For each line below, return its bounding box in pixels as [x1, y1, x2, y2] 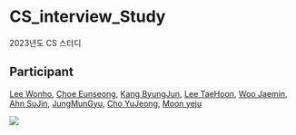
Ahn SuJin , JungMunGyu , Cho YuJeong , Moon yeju [9, 98, 202, 109]
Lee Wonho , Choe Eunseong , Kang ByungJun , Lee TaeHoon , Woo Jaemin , [9, 88, 288, 99]
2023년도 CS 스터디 [9, 37, 82, 48]
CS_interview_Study [9, 6, 166, 27]
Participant [9, 64, 74, 80]
